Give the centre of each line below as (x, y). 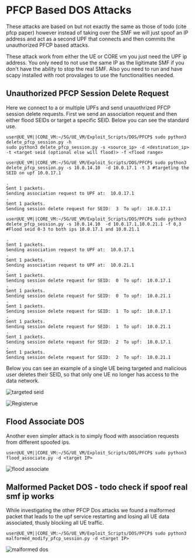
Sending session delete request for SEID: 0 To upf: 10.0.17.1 (88, 280)
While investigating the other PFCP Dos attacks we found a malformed (90, 511)
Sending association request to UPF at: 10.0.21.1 (70, 265)
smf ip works (30, 496)
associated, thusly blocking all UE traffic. (55, 523)
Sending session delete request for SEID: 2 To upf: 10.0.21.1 (88, 357)
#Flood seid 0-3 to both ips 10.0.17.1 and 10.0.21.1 (73, 229)
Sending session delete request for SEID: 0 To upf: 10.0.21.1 (88, 296)
